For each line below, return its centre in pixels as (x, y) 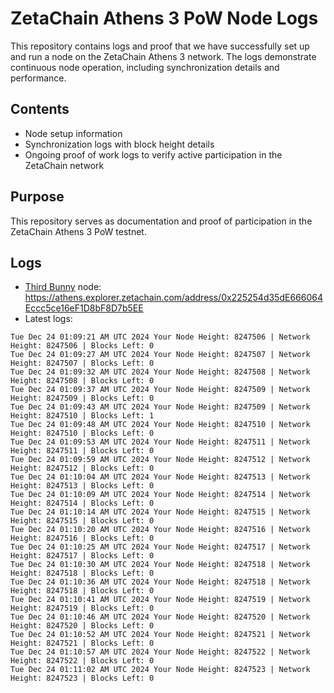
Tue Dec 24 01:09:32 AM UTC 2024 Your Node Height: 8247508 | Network (160, 372)
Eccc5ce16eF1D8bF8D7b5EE (84, 308)
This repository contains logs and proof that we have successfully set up (160, 46)
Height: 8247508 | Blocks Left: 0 (82, 381)
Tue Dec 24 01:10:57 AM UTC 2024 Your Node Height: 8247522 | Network (160, 652)
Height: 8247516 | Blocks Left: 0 (82, 538)
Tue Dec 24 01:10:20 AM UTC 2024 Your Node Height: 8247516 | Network (160, 530)
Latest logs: (48, 319)
